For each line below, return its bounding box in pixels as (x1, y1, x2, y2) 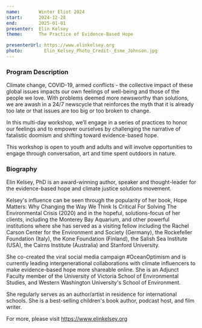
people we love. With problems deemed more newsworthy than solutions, (6, 94, 189, 101)
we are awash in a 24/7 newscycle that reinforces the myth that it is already (6, 101, 194, 108)
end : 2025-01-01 (6, 20, 66, 26)
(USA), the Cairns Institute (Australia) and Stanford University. (6, 242, 160, 249)
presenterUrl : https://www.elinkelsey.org (6, 42, 115, 48)
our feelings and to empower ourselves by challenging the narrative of (6, 125, 181, 133)
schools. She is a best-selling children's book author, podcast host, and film (6, 297, 195, 304)
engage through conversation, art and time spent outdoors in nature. (6, 150, 177, 157)
